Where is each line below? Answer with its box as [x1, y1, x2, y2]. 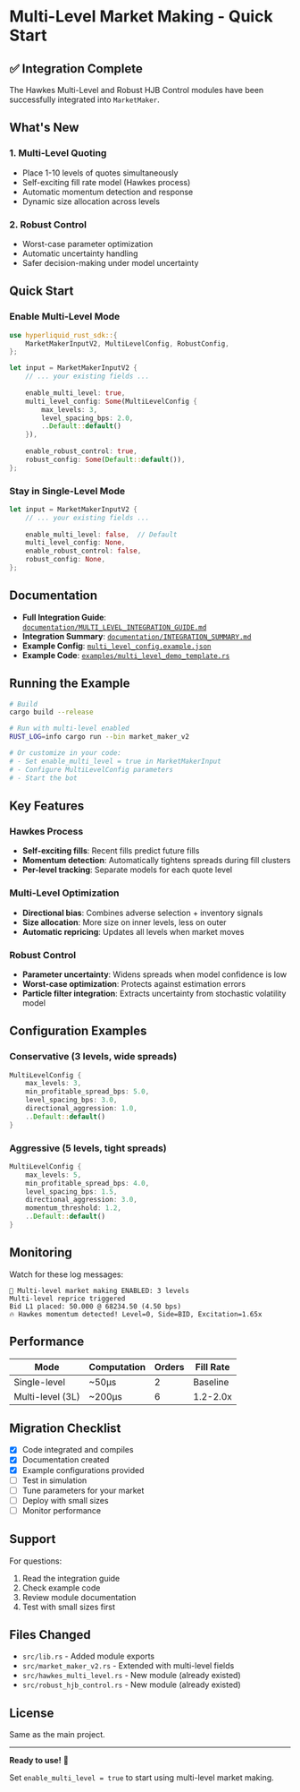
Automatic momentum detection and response [21, 186, 194, 197]
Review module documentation [21, 1591, 137, 1602]
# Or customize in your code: [9, 749, 122, 758]
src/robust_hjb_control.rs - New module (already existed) [21, 1679, 241, 1690]
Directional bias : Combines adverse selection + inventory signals [21, 907, 263, 918]
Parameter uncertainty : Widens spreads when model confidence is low [21, 969, 287, 980]
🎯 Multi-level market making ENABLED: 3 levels [9, 1286, 190, 1295]
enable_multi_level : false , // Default [25, 530, 178, 539]
